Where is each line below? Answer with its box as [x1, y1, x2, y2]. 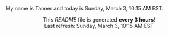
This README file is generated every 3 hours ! [43, 16, 155, 23]
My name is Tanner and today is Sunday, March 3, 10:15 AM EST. [5, 5, 164, 12]
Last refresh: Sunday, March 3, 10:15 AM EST [44, 23, 154, 29]
